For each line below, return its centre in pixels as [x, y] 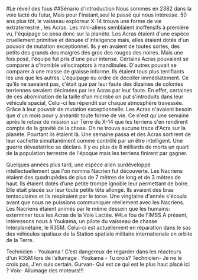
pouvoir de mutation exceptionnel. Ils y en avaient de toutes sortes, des [93, 46]
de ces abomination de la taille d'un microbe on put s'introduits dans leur [95, 96]
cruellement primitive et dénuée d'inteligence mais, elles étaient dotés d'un [98, 40]
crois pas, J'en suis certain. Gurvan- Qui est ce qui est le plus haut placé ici [98, 264]
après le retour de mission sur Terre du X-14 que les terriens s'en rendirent [97, 122]
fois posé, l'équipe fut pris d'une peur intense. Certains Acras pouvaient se [98, 59]
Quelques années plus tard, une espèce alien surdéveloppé [78, 165]
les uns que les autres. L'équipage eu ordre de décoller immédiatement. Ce [98, 78]
